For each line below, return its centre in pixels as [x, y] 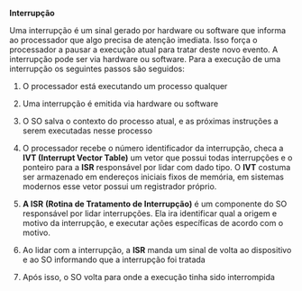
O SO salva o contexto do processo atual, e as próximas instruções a [150, 121]
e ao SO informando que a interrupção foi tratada [114, 259]
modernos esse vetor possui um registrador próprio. [119, 186]
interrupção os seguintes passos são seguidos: [97, 68]
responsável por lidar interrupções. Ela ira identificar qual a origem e [150, 214]
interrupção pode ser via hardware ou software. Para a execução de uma [145, 59]
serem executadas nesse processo [87, 131]
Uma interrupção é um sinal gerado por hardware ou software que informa [148, 30]
